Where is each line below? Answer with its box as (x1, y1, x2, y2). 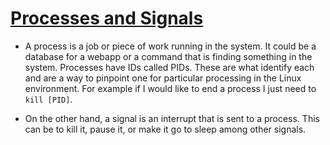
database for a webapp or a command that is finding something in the (24, 50, 313, 62)
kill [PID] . (24, 93, 73, 105)
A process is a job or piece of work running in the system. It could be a (24, 40, 317, 52)
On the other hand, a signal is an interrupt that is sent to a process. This (24, 112, 320, 124)
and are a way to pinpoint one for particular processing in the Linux (24, 72, 302, 84)
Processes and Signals (10, 7, 204, 30)
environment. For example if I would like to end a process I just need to (24, 82, 317, 94)
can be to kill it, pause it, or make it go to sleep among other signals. (24, 123, 307, 135)
